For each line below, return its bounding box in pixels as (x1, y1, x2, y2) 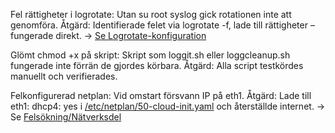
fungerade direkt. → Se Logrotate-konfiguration (10, 30, 207, 41)
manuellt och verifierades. (10, 70, 118, 82)
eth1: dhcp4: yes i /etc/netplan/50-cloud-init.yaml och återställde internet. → (10, 100, 326, 112)
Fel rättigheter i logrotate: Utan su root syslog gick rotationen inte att (10, 9, 292, 20)
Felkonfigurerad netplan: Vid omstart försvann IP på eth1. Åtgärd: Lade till (10, 90, 312, 101)
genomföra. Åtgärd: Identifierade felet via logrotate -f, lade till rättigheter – (10, 19, 315, 31)
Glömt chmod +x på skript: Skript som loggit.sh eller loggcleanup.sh (10, 49, 291, 61)
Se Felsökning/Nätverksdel (10, 111, 122, 123)
